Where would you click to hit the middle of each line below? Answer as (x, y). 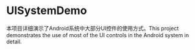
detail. (14, 41)
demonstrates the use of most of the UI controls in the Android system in (97, 35)
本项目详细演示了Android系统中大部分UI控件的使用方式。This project (93, 28)
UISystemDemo (47, 11)
